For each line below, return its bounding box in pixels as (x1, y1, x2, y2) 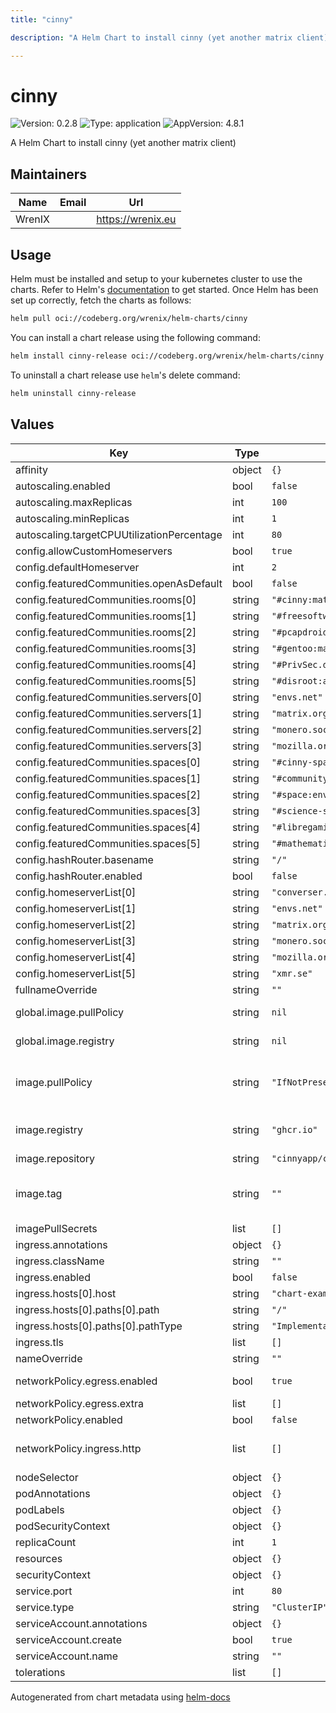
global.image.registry (15, 1034, 115, 1048)
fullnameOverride (15, 982, 98, 996)
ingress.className (15, 1254, 105, 1268)
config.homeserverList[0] (15, 885, 137, 899)
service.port (15, 1584, 73, 1598)
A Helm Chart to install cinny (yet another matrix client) (10, 137, 237, 149)
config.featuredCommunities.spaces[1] (15, 771, 202, 785)
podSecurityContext (15, 1519, 111, 1533)
